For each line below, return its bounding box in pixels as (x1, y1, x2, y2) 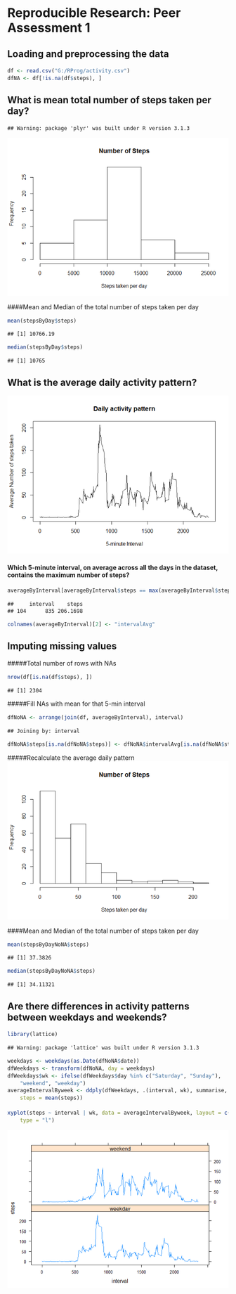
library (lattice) (7, 1031, 58, 1038)
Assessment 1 (7, 20, 91, 36)
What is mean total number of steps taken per (7, 94, 212, 106)
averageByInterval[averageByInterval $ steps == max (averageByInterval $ (7, 587, 218, 595)
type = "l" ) (20, 1116, 55, 1124)
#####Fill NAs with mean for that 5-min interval (7, 699, 145, 708)
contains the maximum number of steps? (7, 571, 130, 579)
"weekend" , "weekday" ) (20, 1080, 86, 1087)
